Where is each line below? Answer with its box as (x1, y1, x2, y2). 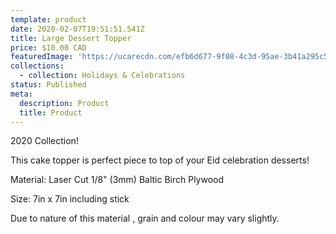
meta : (10, 89, 33, 99)
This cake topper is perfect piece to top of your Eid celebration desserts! (10, 154, 310, 166)
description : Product (19, 98, 110, 108)
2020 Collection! (10, 135, 79, 147)
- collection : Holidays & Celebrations (19, 71, 186, 81)
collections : (10, 61, 65, 71)
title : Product (19, 107, 83, 118)
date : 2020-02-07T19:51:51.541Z (10, 24, 145, 34)
